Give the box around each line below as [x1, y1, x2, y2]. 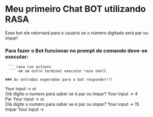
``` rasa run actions [7, 64, 51, 69]
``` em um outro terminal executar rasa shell [9, 69, 106, 74]
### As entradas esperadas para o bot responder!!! [5, 77, 113, 82]
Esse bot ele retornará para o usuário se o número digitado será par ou [5, 30, 149, 36]
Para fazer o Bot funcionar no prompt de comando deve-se [5, 47, 148, 54]
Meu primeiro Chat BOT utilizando [5, 3, 146, 15]
